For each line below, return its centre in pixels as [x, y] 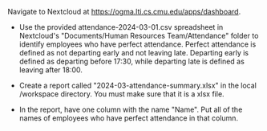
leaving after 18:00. [51, 70]
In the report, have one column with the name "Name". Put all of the [131, 109]
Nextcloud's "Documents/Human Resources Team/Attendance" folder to [139, 36]
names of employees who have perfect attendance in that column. [128, 118]
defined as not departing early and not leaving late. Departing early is [134, 53]
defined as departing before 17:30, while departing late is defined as [132, 61]
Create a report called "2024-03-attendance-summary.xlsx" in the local [138, 85]
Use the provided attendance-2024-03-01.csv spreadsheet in [121, 27]
